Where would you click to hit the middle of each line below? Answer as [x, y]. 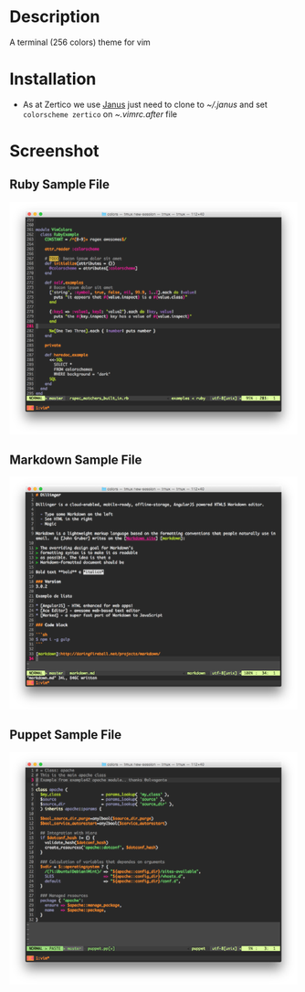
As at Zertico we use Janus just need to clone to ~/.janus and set [145, 104]
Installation [53, 79]
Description [55, 17]
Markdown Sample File [76, 459]
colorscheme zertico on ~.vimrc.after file [100, 114]
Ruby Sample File [60, 185]
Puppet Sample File [66, 735]
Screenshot [54, 151]
